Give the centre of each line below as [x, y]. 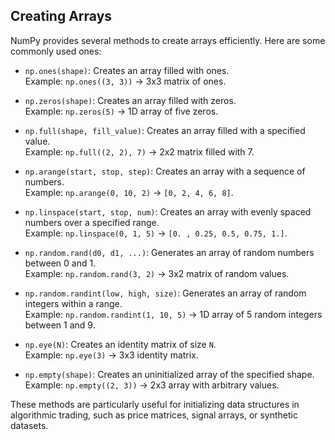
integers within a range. [73, 303]
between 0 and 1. [60, 263]
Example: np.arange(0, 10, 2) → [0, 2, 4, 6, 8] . [129, 192]
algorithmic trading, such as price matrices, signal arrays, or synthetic [154, 415]
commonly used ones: [56, 51]
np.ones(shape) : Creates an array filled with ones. [127, 70]
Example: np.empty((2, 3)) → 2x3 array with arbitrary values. [152, 385]
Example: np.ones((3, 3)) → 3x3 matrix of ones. [125, 81]
